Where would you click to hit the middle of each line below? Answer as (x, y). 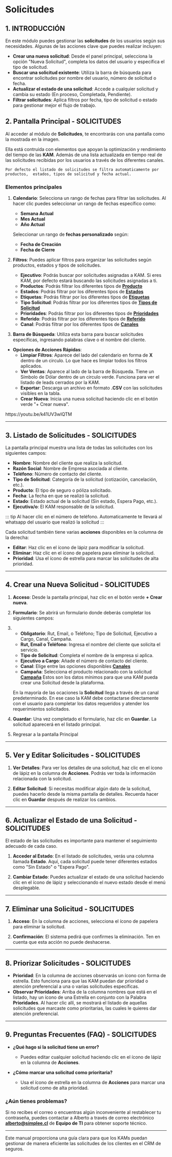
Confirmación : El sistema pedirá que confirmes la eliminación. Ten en (86, 937)
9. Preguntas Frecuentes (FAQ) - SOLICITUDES (81, 1034)
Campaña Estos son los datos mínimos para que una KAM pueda (89, 677)
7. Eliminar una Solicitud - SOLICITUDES (70, 909)
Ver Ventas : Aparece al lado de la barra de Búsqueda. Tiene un (87, 371)
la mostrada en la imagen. (33, 139)
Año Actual (33, 225)
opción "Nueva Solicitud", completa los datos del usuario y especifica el (89, 62)
